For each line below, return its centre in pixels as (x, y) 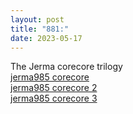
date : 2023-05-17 (46, 38)
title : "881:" (40, 29)
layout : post (37, 19)
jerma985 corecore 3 (54, 98)
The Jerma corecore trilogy (66, 67)
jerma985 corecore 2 (54, 88)
